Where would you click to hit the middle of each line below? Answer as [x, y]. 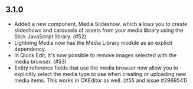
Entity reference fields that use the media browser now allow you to [96, 68]
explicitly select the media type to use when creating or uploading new [100, 74]
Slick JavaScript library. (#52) [50, 36]
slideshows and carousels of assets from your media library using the [99, 30]
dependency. [30, 49]
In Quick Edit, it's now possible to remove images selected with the [95, 55]
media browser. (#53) [40, 61]
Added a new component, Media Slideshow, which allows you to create [101, 24]
